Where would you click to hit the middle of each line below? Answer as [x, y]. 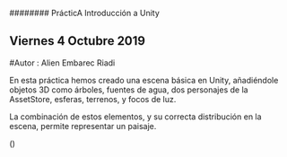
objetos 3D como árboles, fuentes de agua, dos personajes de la [129, 90]
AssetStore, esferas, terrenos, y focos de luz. [93, 99]
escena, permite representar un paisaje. [83, 126]
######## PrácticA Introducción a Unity [84, 13]
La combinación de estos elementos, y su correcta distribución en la [135, 117]
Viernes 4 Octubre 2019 [78, 41]
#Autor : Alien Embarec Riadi [62, 63]
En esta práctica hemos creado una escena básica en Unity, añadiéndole [144, 80]
